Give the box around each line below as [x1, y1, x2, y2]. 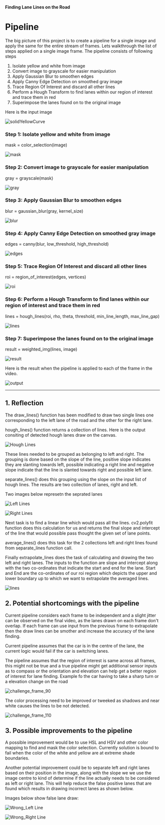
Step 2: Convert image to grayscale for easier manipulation [5, 164, 149, 171]
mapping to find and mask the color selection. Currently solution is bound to [5, 745, 159, 751]
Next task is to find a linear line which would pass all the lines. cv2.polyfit [5, 519, 153, 526]
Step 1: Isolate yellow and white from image [5, 130, 110, 137]
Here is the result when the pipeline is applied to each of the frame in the [5, 365, 153, 371]
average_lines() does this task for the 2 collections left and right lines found [5, 539, 158, 545]
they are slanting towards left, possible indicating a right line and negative [5, 461, 154, 467]
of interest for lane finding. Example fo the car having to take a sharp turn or [5, 673, 159, 679]
